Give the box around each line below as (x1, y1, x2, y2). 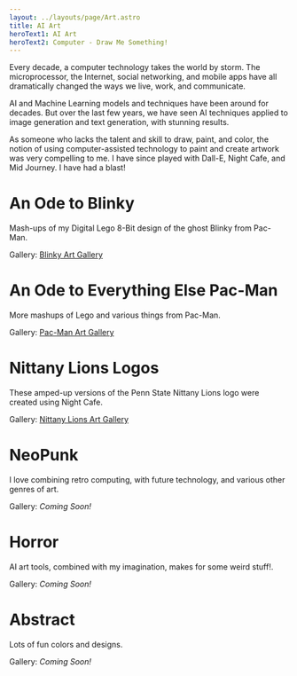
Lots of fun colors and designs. (9, 639, 123, 649)
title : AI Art (9, 21, 62, 30)
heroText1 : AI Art (9, 29, 77, 38)
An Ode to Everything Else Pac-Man (9, 280, 278, 301)
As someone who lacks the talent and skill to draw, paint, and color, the (9, 134, 269, 145)
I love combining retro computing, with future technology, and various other (9, 475, 285, 484)
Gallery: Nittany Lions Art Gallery (9, 414, 129, 425)
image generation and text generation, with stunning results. (9, 117, 230, 128)
